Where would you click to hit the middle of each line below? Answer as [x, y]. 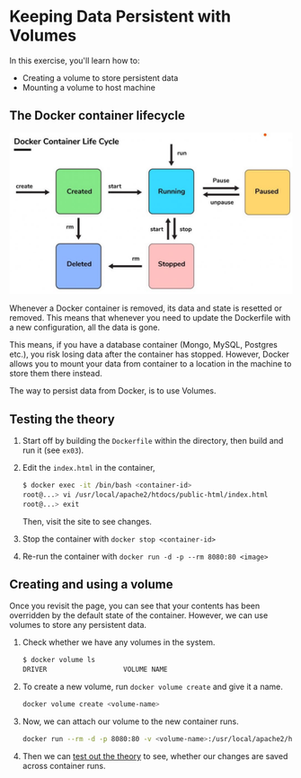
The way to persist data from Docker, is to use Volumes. [113, 391]
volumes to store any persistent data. [78, 625]
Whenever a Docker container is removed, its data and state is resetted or [146, 308]
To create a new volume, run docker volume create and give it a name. [152, 687]
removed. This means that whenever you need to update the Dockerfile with [150, 318]
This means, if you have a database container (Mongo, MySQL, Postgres [144, 345]
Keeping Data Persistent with [120, 17]
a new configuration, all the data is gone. [84, 327]
